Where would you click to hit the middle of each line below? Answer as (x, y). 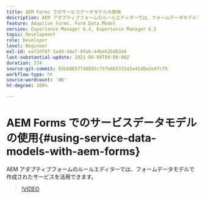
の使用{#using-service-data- (81, 138)
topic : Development (31, 35)
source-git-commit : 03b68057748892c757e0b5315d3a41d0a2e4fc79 (87, 69)
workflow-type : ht (30, 74)
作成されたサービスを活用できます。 (52, 177)
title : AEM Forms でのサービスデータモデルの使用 (64, 12)
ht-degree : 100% (27, 86)
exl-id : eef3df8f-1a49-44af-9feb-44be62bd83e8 (67, 52)
